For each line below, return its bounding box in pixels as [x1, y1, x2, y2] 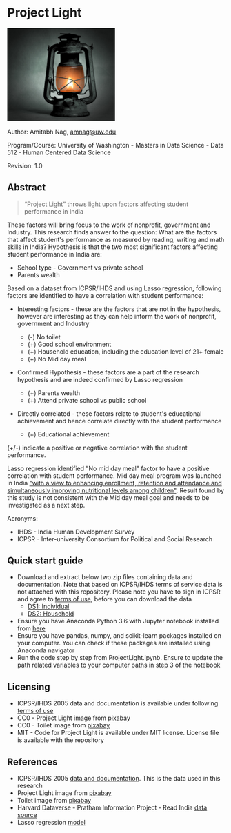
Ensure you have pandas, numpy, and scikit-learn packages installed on [17, 632, 222, 640]
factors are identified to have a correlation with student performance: [7, 291, 203, 299]
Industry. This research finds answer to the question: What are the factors [7, 228, 217, 236]
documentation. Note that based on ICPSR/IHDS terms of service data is [17, 581, 223, 589]
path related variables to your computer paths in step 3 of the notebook [17, 661, 221, 670]
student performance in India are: [7, 250, 102, 258]
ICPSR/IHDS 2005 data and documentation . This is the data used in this [17, 774, 221, 783]
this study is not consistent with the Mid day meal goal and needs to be [7, 493, 210, 501]
